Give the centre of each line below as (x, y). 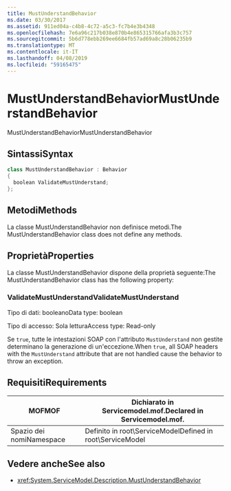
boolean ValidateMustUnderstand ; (61, 183)
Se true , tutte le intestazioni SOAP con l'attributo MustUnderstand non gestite (115, 339)
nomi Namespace (38, 439)
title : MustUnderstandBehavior (52, 13)
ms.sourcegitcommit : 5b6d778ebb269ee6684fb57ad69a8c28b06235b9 (100, 39)
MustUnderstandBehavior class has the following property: (90, 280)
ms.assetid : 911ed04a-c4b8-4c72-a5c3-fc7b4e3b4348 (81, 26)
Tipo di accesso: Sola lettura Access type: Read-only (81, 326)
